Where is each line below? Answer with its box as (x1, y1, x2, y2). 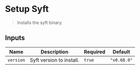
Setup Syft (5, 3, 49, 15)
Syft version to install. (30, 56, 80, 63)
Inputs (5, 34, 25, 42)
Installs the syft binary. (17, 20, 63, 25)
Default (112, 48, 130, 55)
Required (83, 48, 106, 55)
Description (40, 48, 69, 55)
